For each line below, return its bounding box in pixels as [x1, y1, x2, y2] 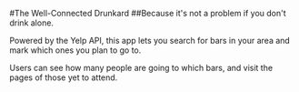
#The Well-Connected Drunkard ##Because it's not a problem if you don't [9, 8, 286, 18]
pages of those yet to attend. [9, 72, 118, 83]
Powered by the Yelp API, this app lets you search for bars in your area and [9, 36, 291, 46]
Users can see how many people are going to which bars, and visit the [9, 63, 274, 73]
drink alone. [9, 17, 55, 28]
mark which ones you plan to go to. [9, 45, 142, 56]
